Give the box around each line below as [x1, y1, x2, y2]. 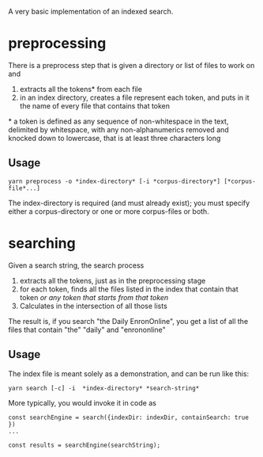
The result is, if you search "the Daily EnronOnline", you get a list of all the [8, 316, 249, 326]
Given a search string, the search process [8, 261, 145, 270]
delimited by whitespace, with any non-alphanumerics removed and [8, 124, 229, 134]
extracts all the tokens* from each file [19, 84, 142, 93]
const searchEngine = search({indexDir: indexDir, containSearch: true [8, 413, 249, 421]
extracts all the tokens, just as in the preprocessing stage [19, 276, 206, 285]
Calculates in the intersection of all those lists [19, 301, 167, 310]
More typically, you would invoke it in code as [8, 398, 156, 407]
